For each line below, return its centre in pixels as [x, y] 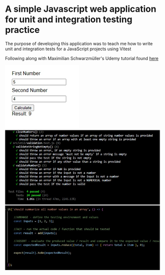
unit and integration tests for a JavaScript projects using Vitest [68, 49]
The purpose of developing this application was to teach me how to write [79, 43]
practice [23, 30]
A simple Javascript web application [81, 9]
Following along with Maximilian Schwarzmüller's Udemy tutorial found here [82, 58]
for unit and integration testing [69, 19]
